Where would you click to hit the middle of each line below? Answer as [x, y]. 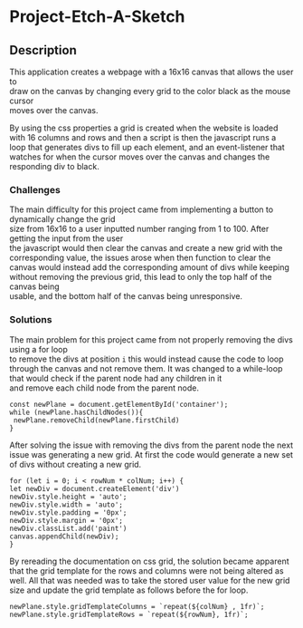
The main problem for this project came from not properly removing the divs [151, 339]
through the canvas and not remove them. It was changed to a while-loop [146, 368]
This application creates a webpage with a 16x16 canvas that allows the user [151, 72]
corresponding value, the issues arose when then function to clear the [140, 258]
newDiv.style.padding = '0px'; [68, 512]
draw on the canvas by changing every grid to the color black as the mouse [150, 91]
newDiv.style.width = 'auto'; [66, 505]
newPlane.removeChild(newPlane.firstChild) [96, 420]
